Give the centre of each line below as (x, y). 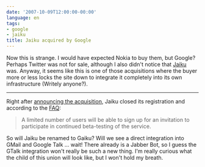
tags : (13, 23)
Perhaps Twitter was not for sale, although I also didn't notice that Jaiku (97, 64)
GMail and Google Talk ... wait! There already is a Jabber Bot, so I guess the (102, 145)
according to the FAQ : (34, 108)
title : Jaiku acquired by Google (49, 40)
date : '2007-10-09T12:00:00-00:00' (52, 12)
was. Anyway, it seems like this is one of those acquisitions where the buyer (102, 71)
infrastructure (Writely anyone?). (47, 84)
